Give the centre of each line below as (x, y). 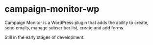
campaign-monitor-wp (52, 9)
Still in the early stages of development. (45, 37)
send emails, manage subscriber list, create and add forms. (64, 27)
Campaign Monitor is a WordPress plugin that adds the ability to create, (77, 22)
